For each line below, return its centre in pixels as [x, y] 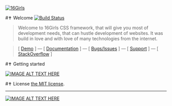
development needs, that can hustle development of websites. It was [90, 33]
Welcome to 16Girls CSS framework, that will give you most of [83, 28]
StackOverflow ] [35, 54]
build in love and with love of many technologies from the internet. [88, 39]
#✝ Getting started [25, 64]
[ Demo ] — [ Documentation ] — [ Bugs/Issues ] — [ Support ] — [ [88, 48]
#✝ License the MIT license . [35, 84]
